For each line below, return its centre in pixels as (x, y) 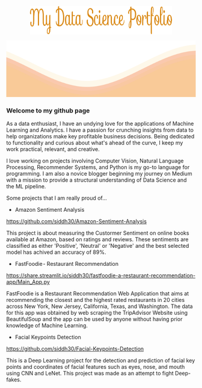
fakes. (14, 380)
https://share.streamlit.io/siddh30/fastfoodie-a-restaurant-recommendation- (101, 276)
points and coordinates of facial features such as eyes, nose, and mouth (96, 367)
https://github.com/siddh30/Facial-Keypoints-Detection (75, 349)
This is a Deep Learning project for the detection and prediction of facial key (101, 360)
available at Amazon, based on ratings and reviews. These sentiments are (97, 239)
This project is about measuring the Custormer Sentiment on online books (98, 233)
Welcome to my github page (48, 110)
